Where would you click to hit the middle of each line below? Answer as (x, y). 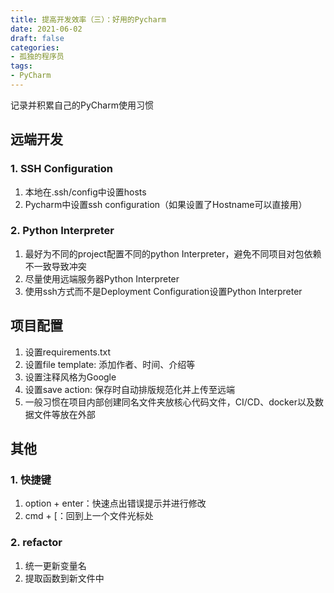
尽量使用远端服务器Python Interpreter (102, 278)
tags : (21, 66)
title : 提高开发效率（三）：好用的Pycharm (88, 19)
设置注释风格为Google (70, 377)
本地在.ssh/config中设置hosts (85, 192)
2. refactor (36, 543)
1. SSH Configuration (61, 169)
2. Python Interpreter (62, 231)
